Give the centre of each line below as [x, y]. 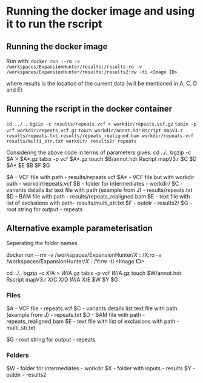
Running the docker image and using [101, 11]
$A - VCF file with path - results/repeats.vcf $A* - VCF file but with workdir [100, 177]
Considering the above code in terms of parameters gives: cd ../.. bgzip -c [99, 152]
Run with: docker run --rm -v [43, 61]
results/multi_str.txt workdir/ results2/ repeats [72, 141]
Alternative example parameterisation [80, 229]
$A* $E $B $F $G [28, 165]
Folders [18, 355]
